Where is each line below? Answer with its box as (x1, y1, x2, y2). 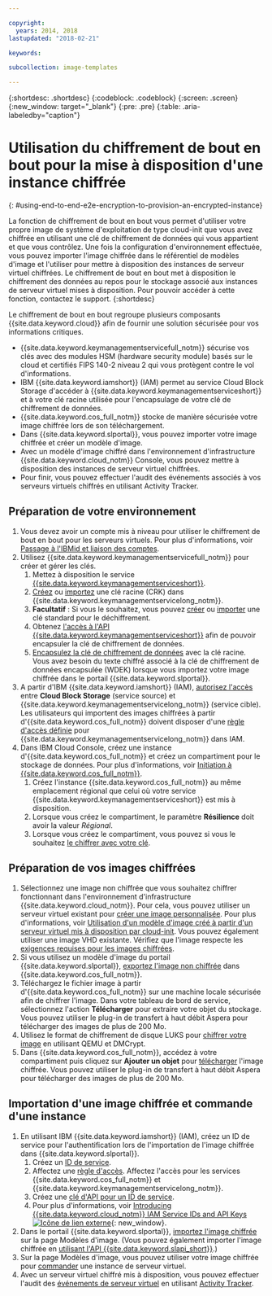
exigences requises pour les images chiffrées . (19, 944, 175, 953)
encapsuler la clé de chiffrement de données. (32, 638, 185, 648)
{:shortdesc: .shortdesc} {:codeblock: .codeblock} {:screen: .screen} (8, 93, 239, 103)
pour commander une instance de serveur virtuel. (19, 1261, 187, 1271)
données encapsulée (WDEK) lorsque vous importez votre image (32, 664, 250, 674)
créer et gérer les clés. (19, 561, 97, 571)
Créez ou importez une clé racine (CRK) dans (32, 587, 184, 597)
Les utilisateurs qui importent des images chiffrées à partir (19, 707, 216, 717)
